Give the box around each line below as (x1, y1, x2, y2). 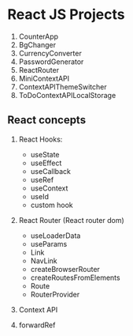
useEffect (30, 158, 62, 168)
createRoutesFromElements (30, 273, 120, 282)
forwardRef (18, 320, 56, 330)
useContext (30, 183, 68, 193)
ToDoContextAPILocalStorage (18, 90, 116, 100)
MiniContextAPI (18, 74, 70, 83)
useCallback (30, 166, 72, 176)
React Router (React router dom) (18, 215, 125, 225)
